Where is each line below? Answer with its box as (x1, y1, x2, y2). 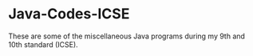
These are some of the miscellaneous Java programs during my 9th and (8, 31, 246, 41)
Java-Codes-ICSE (8, 5, 130, 23)
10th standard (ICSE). (8, 39, 78, 49)
